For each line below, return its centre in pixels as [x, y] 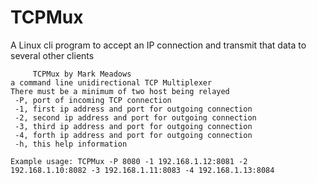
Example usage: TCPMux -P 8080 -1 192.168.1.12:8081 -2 [129, 161]
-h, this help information [71, 144]
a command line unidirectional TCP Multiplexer [111, 82]
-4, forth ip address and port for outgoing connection [133, 135]
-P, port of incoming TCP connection [93, 100]
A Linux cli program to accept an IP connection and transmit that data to [158, 45]
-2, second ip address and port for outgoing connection [135, 117]
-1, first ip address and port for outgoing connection [133, 109]
